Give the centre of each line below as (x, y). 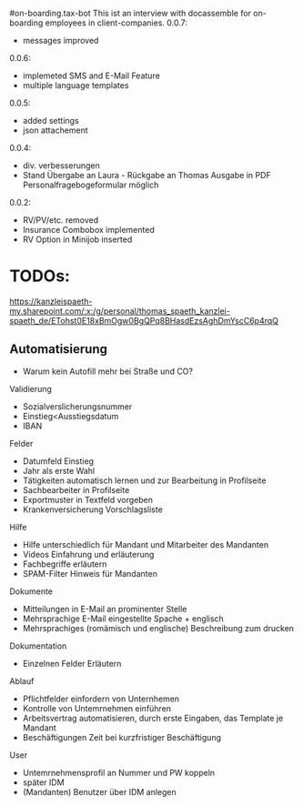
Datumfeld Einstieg (58, 461)
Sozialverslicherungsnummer (77, 406)
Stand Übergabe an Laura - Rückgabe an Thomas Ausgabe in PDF (146, 175)
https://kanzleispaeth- (51, 301)
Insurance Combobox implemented (88, 230)
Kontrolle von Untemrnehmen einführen (96, 708)
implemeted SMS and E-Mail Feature (91, 76)
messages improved (61, 40)
